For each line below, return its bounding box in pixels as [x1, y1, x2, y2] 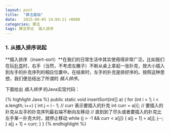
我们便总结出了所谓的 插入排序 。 [14, 76, 82, 82]
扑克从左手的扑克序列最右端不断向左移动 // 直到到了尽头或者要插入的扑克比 [5, 109, 162, 115]
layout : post [5, 7, 33, 13]
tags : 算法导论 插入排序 [5, 26, 54, 31]
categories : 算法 [5, 21, 40, 27]
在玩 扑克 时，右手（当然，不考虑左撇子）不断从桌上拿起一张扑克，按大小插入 [5, 63, 165, 69]
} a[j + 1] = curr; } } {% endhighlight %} [5, 121, 87, 127]
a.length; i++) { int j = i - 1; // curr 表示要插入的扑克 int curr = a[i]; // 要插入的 [5, 103, 163, 109]
